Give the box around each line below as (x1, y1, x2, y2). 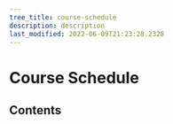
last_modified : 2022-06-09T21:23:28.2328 (9, 29, 165, 38)
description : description (9, 21, 105, 30)
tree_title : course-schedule (9, 12, 117, 22)
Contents (9, 103, 62, 118)
